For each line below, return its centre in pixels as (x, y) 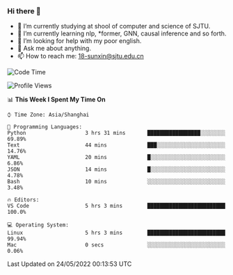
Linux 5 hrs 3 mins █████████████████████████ (116, 233)
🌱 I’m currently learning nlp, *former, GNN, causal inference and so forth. (122, 33)
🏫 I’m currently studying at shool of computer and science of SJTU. (114, 26)
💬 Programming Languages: (45, 127)
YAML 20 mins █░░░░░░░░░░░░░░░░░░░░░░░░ (116, 158)
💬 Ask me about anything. (54, 49)
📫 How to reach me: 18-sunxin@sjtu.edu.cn (80, 56)
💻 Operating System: (38, 225)
